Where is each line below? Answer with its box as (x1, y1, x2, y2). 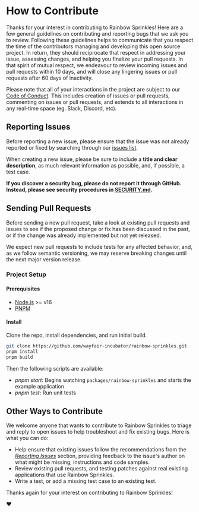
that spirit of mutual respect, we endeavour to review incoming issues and (6, 61, 188, 69)
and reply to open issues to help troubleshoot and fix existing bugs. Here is (6, 428, 190, 435)
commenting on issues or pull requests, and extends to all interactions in (6, 98, 184, 105)
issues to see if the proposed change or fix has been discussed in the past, (6, 225, 190, 232)
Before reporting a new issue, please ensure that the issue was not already (6, 138, 189, 145)
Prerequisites (6, 285, 40, 292)
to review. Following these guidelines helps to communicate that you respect (6, 36, 194, 43)
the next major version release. (6, 255, 82, 263)
